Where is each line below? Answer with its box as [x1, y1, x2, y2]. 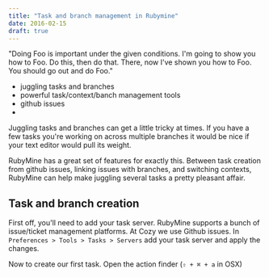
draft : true [8, 27, 48, 35]
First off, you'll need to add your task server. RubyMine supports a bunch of [8, 218, 260, 228]
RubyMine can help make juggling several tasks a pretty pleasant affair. [8, 173, 246, 183]
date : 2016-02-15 [8, 19, 67, 27]
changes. [8, 244, 40, 254]
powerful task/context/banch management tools [19, 90, 181, 100]
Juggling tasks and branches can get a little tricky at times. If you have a [8, 123, 250, 133]
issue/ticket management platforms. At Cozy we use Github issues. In [8, 227, 240, 237]
